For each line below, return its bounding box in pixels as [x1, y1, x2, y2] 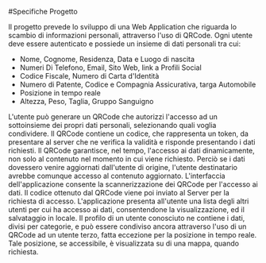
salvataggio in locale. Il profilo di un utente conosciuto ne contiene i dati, [8, 214, 245, 222]
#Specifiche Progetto [8, 7, 78, 16]
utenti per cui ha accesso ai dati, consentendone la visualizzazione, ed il [8, 205, 245, 214]
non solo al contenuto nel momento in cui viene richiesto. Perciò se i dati [8, 154, 245, 164]
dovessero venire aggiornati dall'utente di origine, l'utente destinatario [8, 163, 238, 172]
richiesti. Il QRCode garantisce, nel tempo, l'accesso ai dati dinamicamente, [8, 146, 256, 155]
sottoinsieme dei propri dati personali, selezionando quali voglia [8, 121, 217, 130]
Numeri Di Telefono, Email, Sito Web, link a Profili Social [19, 63, 202, 72]
